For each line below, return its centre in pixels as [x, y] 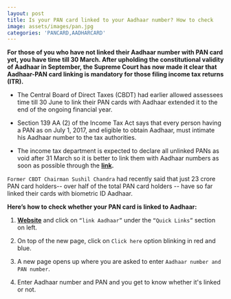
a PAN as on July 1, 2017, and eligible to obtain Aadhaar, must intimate [116, 130]
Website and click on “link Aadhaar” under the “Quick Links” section [116, 220]
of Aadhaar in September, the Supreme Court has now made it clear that [112, 67]
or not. [26, 289]
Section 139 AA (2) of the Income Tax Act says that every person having [119, 123]
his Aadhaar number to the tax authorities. [77, 138]
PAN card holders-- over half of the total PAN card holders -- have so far [110, 186]
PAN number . [33, 269]
